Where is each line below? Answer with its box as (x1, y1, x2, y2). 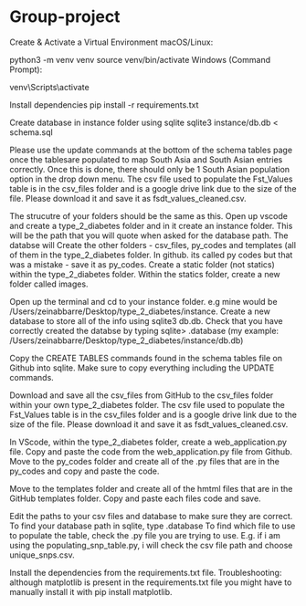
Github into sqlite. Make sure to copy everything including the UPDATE (9, 362, 275, 373)
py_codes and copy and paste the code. (9, 465, 160, 476)
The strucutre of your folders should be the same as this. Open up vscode (9, 210, 288, 221)
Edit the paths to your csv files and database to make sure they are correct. (9, 510, 293, 521)
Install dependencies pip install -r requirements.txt (9, 99, 199, 110)
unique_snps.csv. (9, 549, 75, 560)
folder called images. (9, 278, 89, 289)
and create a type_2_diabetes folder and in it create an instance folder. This (9, 220, 293, 231)
